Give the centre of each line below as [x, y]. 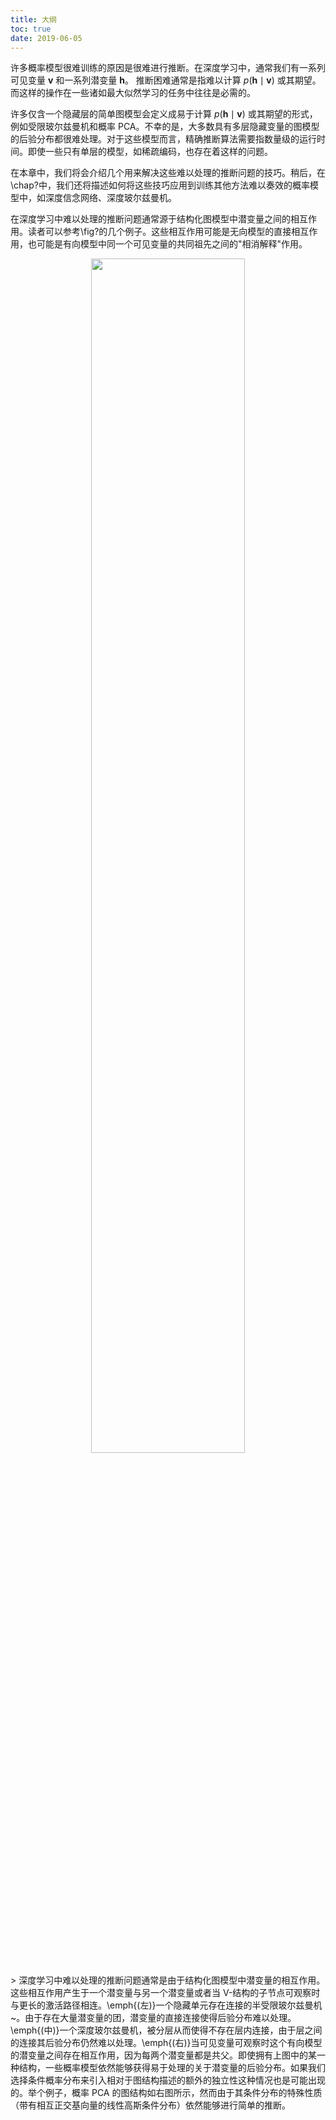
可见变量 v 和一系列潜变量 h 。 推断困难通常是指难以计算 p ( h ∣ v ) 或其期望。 [166, 80]
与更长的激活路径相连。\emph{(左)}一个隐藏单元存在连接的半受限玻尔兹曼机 [166, 2005]
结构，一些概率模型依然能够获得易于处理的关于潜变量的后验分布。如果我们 [172, 2068]
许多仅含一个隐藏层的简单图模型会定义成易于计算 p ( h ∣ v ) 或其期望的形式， [164, 114]
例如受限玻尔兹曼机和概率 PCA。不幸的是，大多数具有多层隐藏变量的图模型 [165, 127]
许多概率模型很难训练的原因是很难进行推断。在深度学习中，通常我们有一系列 [168, 68]
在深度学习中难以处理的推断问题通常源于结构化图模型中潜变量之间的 [150, 219]
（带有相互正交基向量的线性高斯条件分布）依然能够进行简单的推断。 [150, 2105]
